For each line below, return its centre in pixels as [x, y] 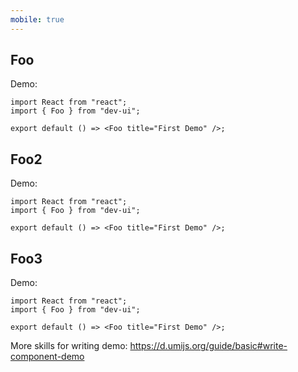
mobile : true [37, 19]
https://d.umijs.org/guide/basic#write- [208, 346]
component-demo [47, 357]
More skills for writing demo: [69, 346]
